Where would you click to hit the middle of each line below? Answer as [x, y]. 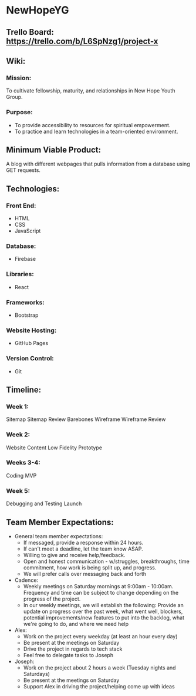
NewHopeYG [38, 10]
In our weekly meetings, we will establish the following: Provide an [103, 605]
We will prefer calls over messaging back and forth [85, 574]
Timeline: [24, 390]
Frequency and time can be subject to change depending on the [101, 592]
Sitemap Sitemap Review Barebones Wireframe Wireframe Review [86, 419]
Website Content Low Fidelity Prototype [54, 448]
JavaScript [28, 231]
